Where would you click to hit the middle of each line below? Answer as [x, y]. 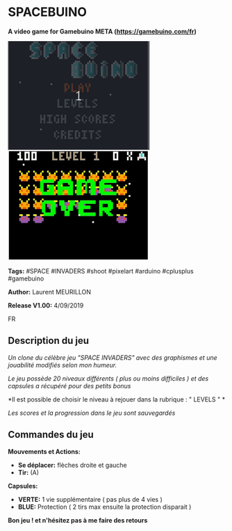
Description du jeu [49, 341]
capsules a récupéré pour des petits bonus [69, 386]
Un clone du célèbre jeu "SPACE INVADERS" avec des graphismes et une [113, 357]
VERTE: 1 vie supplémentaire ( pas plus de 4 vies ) [90, 499]
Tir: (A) [28, 472]
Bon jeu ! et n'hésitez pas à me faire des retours [78, 520]
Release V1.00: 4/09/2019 [46, 305]
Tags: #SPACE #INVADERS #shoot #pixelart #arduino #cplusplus [101, 271]
